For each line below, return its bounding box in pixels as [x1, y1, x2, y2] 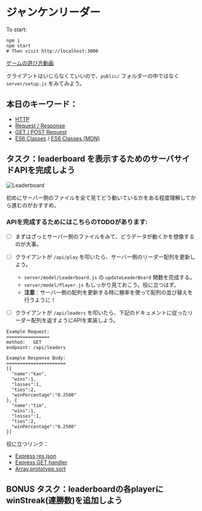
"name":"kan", [11, 371, 47, 377]
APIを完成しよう [14, 165, 75, 176]
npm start [6, 43, 31, 49]
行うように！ [24, 296, 56, 303]
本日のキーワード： [6, 99, 78, 109]
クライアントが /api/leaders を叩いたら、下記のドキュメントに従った [14, 309, 188, 316]
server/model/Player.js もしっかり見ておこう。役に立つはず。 [24, 281, 180, 288]
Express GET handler [14, 459, 68, 466]
